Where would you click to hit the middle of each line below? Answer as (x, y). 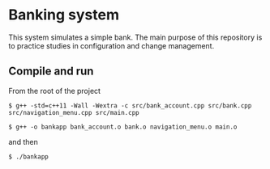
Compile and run (51, 72)
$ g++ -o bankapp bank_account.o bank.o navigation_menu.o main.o (123, 127)
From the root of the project (55, 91)
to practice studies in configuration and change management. (111, 45)
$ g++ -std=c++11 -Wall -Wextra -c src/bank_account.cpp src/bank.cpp (130, 106)
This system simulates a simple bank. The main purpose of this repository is (135, 37)
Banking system (64, 15)
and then (23, 142)
